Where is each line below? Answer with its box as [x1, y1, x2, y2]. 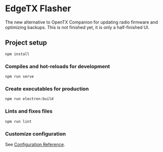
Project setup [5, 39, 48, 47]
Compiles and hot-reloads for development [5, 63, 110, 70]
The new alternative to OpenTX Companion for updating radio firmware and [5, 19, 158, 25]
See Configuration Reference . [5, 141, 65, 147]
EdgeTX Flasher [5, 3, 71, 14]
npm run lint [5, 119, 32, 124]
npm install [5, 51, 29, 56]
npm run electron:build [5, 97, 54, 101]
